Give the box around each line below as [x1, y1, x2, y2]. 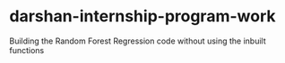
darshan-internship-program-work [9, 6, 276, 27]
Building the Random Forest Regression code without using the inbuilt [9, 35, 266, 46]
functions [9, 44, 45, 55]
